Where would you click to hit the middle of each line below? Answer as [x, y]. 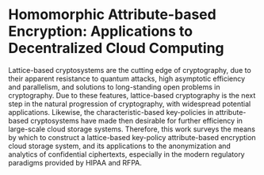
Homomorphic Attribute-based [112, 15]
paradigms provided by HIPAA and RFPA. [75, 162]
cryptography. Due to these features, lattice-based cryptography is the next [132, 95]
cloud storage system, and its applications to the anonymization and [120, 146]
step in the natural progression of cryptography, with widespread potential [130, 104]
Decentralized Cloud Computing [116, 48]
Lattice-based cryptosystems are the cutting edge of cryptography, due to [130, 70]
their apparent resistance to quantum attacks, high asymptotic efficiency [127, 78]
